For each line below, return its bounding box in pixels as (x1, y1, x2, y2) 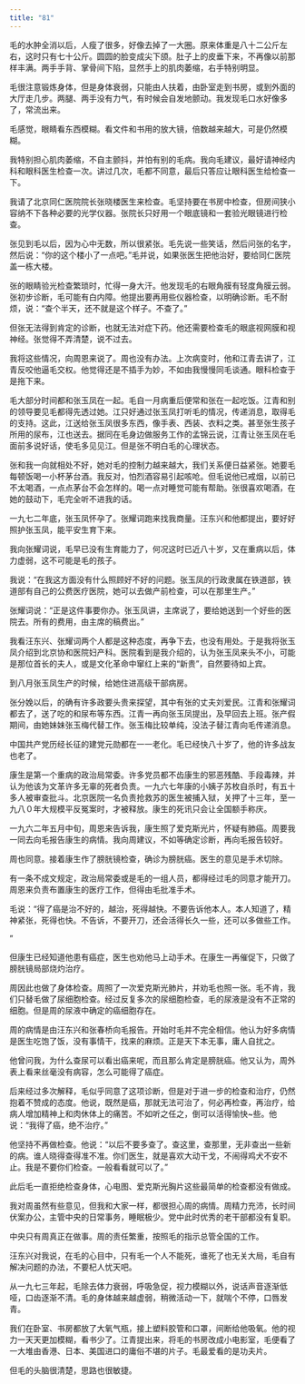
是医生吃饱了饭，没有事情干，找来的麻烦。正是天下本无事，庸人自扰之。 (9, 1035, 280, 1046)
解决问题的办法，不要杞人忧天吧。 (9, 1261, 137, 1272)
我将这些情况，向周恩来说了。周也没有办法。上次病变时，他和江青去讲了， (9, 352, 288, 363)
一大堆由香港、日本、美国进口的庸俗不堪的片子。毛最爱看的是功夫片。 (9, 1345, 272, 1356)
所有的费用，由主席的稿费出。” (33, 616, 145, 627)
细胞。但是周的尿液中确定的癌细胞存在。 (9, 1004, 161, 1015)
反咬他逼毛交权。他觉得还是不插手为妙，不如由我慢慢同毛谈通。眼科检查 (16, 364, 288, 375)
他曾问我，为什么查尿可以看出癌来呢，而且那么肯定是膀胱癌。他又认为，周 (9, 1054, 288, 1065)
